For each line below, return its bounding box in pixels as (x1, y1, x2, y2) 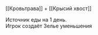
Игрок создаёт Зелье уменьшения (5, 23, 92, 29)
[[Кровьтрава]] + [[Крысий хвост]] (5, 5, 92, 12)
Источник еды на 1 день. (5, 16, 67, 23)
